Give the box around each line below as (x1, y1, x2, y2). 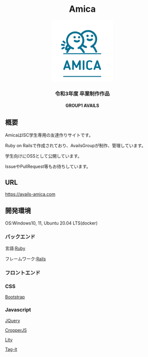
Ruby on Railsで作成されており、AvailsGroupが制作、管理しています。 (5, 143, 146, 149)
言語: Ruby (5, 245, 25, 252)
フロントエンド (5, 269, 41, 276)
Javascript (5, 306, 31, 313)
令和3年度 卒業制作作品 (54, 90, 110, 97)
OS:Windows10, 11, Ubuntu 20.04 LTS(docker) (5, 220, 98, 226)
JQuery (5, 318, 21, 324)
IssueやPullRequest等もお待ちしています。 (5, 163, 91, 169)
